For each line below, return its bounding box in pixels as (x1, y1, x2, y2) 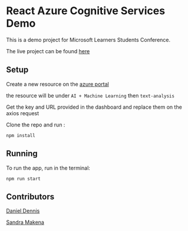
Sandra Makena (6, 219, 44, 226)
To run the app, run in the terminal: (6, 164, 90, 171)
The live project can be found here (6, 47, 90, 54)
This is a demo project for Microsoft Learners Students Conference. (6, 36, 171, 43)
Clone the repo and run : (6, 121, 65, 128)
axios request (6, 109, 39, 116)
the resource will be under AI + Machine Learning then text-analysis (6, 92, 175, 99)
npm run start (6, 175, 41, 181)
